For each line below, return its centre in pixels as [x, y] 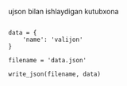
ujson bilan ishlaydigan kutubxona [63, 11]
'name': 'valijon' [53, 39]
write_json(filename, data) [55, 74]
